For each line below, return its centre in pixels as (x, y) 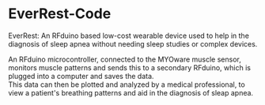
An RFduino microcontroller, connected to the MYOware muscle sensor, (125, 59)
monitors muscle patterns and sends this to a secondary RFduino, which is (130, 67)
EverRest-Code (60, 14)
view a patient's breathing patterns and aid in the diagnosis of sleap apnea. (131, 92)
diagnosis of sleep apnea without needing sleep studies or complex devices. (133, 43)
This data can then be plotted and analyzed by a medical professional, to (127, 84)
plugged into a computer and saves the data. (81, 76)
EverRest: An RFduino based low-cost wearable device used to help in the (129, 36)
